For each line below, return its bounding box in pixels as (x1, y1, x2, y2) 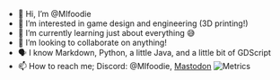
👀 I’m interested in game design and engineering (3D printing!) (17, 18, 249, 29)
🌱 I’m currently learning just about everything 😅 (17, 28, 196, 38)
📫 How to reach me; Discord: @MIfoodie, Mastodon (17, 61, 212, 71)
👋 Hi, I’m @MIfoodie (17, 9, 92, 19)
